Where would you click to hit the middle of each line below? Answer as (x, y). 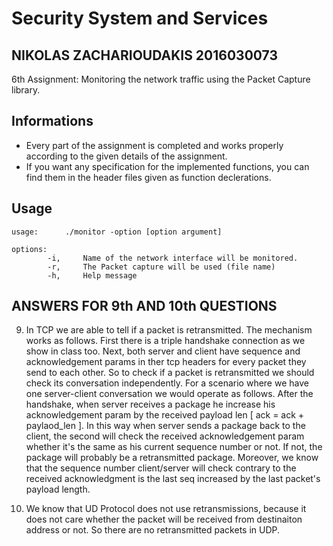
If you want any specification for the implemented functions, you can (167, 166)
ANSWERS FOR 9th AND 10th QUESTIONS (144, 306)
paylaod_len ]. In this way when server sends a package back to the (165, 426)
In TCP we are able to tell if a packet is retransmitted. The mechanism (169, 330)
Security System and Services (140, 18)
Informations (52, 121)
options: (29, 249)
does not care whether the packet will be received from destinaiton (164, 519)
